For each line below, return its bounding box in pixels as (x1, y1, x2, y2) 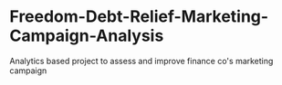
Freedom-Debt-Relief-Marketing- (9, 6, 269, 27)
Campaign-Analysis (9, 25, 164, 46)
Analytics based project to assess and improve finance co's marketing (9, 55, 274, 66)
